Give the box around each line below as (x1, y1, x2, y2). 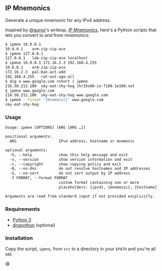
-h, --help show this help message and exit (9, 152, 128, 157)
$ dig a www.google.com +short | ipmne (5, 79, 88, 84)
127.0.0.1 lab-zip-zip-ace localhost (5, 56, 88, 61)
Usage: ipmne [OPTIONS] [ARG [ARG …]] (5, 125, 86, 130)
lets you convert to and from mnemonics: (5, 32, 90, 38)
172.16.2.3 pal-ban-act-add (5, 70, 66, 75)
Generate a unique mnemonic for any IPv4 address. (5, 17, 111, 23)
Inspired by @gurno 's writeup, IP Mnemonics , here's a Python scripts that (5, 27, 157, 33)
